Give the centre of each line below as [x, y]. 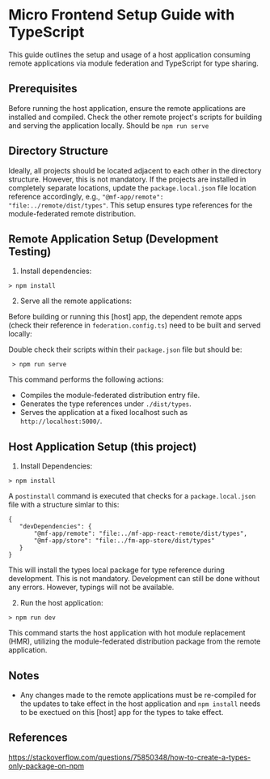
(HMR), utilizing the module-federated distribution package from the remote [135, 641]
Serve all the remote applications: [76, 301]
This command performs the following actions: [86, 379]
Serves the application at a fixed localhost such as [104, 413]
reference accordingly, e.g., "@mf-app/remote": [86, 196]
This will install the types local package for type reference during [116, 570]
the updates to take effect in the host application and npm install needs [140, 704]
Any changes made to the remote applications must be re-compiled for [138, 695]
